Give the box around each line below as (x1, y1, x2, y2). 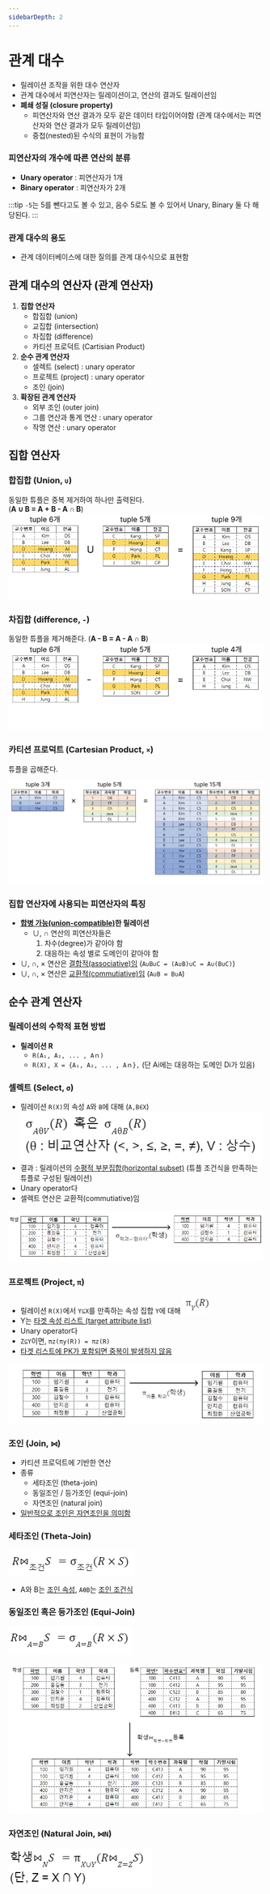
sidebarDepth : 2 (8, 13, 63, 21)
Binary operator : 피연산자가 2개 (19, 182, 126, 192)
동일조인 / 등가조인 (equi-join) (32, 1488, 128, 1498)
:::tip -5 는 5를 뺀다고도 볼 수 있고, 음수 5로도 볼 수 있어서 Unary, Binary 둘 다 (8, 199, 251, 210)
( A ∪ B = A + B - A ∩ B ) (8, 504, 84, 513)
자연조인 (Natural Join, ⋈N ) (8, 1828, 112, 1840)
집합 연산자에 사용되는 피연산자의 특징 (8, 898, 146, 909)
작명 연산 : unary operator (32, 422, 117, 432)
